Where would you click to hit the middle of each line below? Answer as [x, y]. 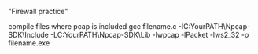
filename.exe [29, 43]
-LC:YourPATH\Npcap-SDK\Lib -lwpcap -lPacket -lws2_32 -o [149, 35]
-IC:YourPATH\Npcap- [214, 26]
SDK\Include [28, 35]
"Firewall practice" [38, 11]
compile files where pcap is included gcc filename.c [92, 26]
